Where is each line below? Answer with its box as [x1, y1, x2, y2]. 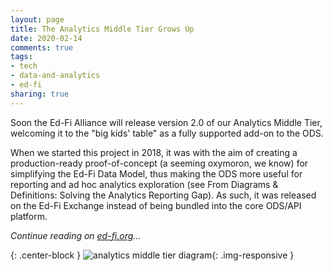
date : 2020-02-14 [10, 33, 83, 43]
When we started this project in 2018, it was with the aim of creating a [10, 146, 298, 158]
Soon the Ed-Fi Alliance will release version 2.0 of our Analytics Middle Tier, [10, 116, 323, 128]
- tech [10, 61, 38, 71]
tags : [10, 52, 33, 62]
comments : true [10, 42, 74, 53]
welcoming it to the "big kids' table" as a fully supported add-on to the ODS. [10, 127, 324, 139]
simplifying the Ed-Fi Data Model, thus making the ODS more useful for [10, 167, 303, 180]
